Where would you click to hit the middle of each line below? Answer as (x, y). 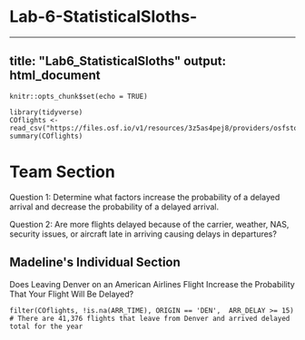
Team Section (62, 172)
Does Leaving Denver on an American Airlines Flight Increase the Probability (152, 284)
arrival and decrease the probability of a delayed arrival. (114, 207)
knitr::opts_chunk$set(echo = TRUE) (79, 96)
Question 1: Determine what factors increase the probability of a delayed (145, 197)
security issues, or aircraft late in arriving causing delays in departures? (143, 234)
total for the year (46, 326)
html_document (55, 76)
